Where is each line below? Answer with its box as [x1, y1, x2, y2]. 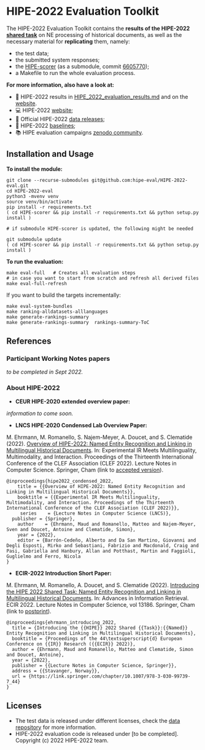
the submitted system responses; [15, 56, 100, 63]
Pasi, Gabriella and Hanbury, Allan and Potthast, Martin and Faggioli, [6, 548, 196, 554]
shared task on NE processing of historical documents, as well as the [6, 31, 182, 38]
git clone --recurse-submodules [6, 177, 89, 183]
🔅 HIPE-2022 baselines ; [15, 122, 75, 129]
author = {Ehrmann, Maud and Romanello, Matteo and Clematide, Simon [12, 646, 193, 652]
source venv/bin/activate [6, 199, 72, 205]
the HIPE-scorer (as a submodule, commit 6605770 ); [15, 63, 149, 70]
